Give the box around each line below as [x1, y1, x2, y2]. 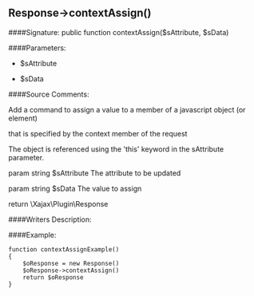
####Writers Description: [8, 215, 92, 224]
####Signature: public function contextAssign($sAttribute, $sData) [8, 27, 229, 37]
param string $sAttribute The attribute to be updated [8, 168, 181, 178]
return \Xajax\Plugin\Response [8, 199, 109, 208]
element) [8, 113, 38, 123]
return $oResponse [22, 273, 84, 282]
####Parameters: [8, 43, 66, 53]
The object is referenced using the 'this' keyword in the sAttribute [8, 144, 224, 154]
